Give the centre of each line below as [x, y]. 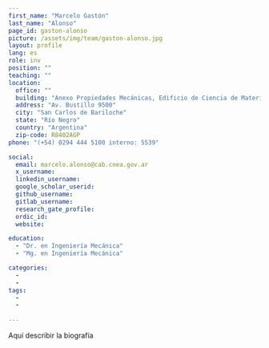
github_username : [44, 194]
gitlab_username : [44, 201]
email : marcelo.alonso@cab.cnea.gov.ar [82, 164]
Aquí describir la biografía [51, 335]
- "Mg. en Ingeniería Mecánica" [70, 253]
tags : [17, 290]
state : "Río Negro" [48, 120]
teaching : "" [30, 75]
